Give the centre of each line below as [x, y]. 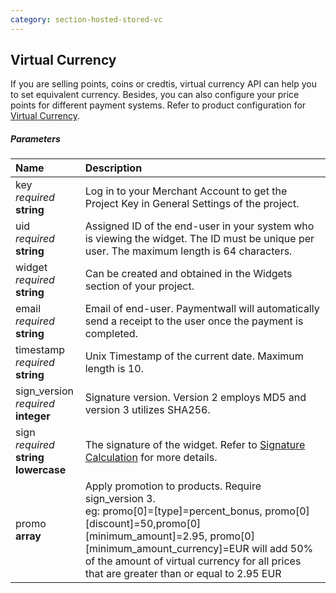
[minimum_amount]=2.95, [146, 536]
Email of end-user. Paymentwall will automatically [202, 309]
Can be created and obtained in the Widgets [188, 274]
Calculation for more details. [151, 458]
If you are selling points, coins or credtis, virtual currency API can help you [163, 84]
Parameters [35, 139]
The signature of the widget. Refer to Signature [195, 445]
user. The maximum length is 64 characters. [188, 251]
